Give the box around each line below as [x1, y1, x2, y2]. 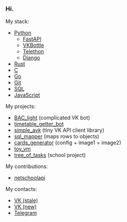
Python [13, 29, 32, 36]
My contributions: [5, 163, 48, 170]
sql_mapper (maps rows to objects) [13, 133, 99, 140]
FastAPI [22, 36, 42, 43]
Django [22, 54, 40, 62]
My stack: [5, 18, 30, 25]
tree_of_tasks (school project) [13, 152, 86, 159]
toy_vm [13, 145, 31, 152]
